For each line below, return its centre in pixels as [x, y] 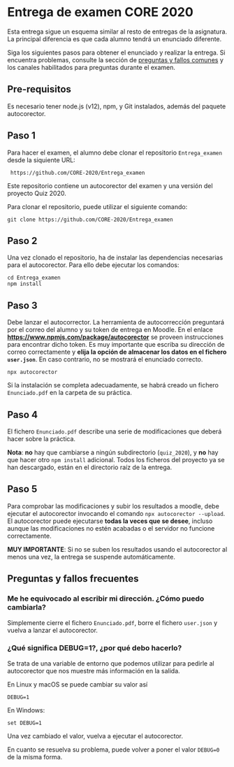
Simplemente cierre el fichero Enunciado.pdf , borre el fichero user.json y [112, 622]
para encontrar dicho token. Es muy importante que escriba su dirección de [116, 345]
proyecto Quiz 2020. [37, 193]
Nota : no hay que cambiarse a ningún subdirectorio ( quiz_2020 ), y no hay [113, 452]
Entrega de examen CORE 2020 [100, 12]
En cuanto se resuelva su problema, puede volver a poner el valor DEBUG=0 [114, 750]
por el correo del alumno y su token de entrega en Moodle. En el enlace [110, 330]
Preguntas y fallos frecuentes [73, 579]
